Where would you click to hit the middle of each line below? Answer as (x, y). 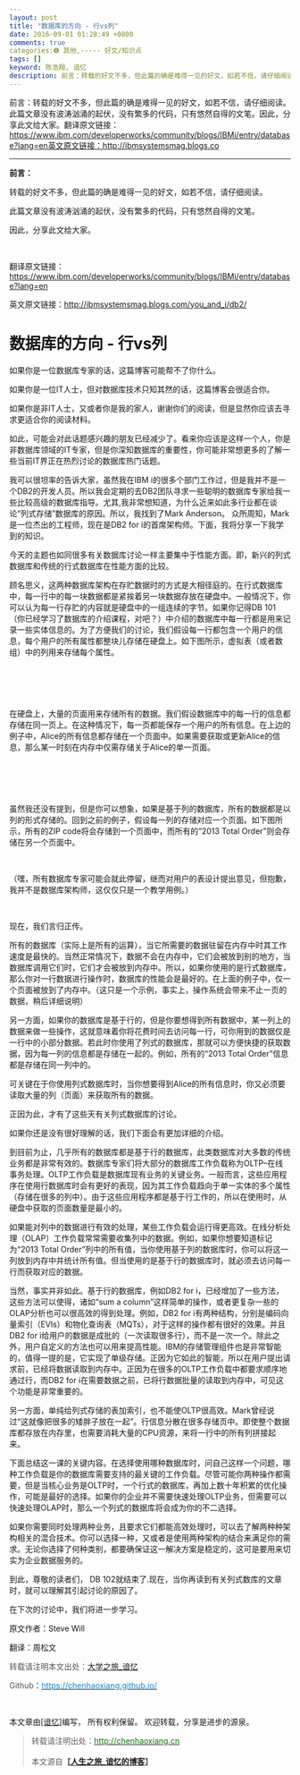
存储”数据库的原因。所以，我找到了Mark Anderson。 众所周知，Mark (163, 513)
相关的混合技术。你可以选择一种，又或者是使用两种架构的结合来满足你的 (150, 1537)
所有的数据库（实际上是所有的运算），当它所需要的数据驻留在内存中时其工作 (148, 945)
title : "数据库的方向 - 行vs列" (64, 26)
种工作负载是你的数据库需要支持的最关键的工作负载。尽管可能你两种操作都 (146, 1474)
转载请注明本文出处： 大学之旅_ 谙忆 (74, 1666)
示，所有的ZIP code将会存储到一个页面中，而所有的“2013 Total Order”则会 (146, 831)
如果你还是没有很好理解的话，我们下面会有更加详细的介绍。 (119, 1133)
